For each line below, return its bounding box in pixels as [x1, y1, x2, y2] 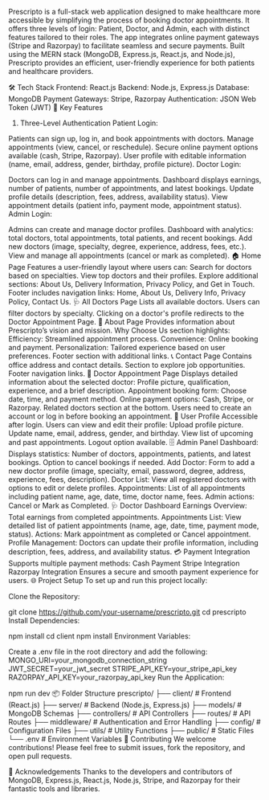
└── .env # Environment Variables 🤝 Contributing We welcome [8, 734, 217, 744]
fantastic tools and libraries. [8, 784, 100, 794]
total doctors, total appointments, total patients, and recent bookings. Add [8, 233, 253, 243]
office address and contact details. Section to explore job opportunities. [8, 361, 246, 369]
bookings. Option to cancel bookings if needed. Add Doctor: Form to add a [8, 458, 255, 467]
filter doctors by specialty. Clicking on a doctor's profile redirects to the [8, 308, 245, 318]
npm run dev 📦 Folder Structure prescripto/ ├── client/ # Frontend [8, 688, 231, 698]
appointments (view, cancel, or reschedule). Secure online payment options [8, 142, 259, 152]
